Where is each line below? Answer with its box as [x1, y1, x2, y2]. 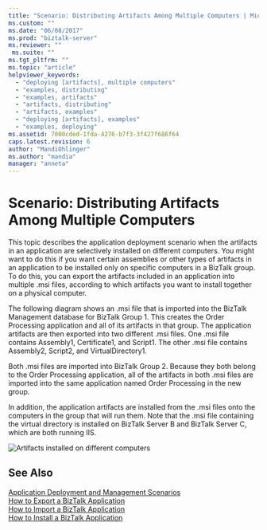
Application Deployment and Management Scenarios [8, 487, 181, 497]
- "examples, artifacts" [15, 93, 98, 101]
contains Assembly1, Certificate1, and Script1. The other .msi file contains [8, 338, 248, 347]
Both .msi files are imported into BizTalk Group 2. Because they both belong [8, 362, 257, 371]
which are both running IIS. [8, 428, 97, 438]
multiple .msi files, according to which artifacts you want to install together [8, 280, 252, 289]
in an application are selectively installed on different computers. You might [8, 246, 255, 256]
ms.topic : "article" [8, 64, 77, 72]
